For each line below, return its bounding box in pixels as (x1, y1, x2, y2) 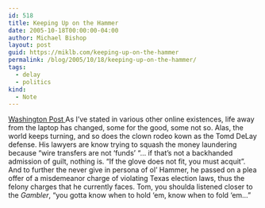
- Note (15, 93, 37, 101)
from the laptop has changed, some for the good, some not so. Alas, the (8, 123, 244, 133)
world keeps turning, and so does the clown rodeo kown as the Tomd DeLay (8, 132, 258, 141)
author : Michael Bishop (8, 33, 87, 42)
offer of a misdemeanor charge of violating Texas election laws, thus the (8, 174, 245, 183)
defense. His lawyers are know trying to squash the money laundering (8, 140, 237, 149)
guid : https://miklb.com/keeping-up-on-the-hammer (8, 48, 179, 56)
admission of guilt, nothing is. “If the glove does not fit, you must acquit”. (8, 156, 246, 167)
